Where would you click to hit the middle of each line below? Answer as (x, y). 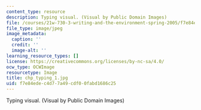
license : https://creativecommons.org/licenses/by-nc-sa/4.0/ (85, 61)
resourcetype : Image (32, 73)
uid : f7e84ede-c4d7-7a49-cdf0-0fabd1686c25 (61, 84)
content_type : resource (36, 12)
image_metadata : (26, 34)
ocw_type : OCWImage (31, 67)
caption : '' (27, 39)
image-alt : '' (29, 51)
